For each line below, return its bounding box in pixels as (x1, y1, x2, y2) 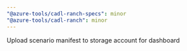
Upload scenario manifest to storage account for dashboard (6, 36, 180, 44)
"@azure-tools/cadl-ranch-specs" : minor (6, 10, 127, 17)
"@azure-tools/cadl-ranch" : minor (6, 17, 108, 24)
